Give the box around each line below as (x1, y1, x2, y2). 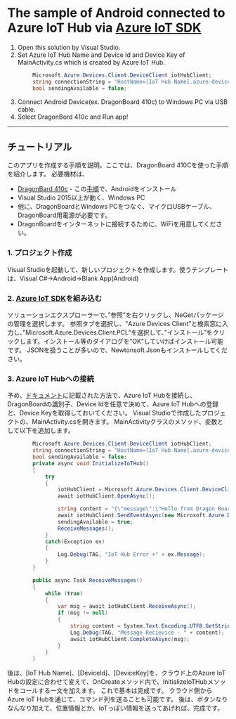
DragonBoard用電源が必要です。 (17, 211, 112, 219)
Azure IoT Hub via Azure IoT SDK (7, 20, 202, 36)
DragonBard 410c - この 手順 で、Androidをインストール (17, 185, 177, 193)
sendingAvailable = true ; (57, 518, 133, 525)
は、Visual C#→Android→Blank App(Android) (7, 274, 139, 283)
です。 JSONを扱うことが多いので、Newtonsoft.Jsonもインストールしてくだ (7, 346, 228, 354)
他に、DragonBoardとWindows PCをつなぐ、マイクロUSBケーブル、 (17, 202, 216, 211)
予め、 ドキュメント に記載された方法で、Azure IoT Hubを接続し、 (7, 391, 197, 400)
